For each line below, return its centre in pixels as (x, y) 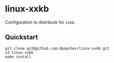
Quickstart (22, 37)
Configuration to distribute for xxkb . (40, 22)
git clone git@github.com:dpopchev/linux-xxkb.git (57, 48)
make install (18, 57)
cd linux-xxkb (19, 52)
